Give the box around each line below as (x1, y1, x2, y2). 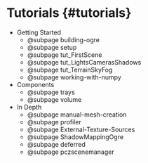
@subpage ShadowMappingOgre (27, 132, 124, 141)
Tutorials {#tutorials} (6, 5, 132, 21)
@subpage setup (27, 43, 77, 51)
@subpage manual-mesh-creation (27, 110, 127, 119)
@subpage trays (27, 88, 75, 96)
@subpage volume (27, 95, 82, 103)
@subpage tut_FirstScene (27, 51, 102, 59)
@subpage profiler (27, 117, 82, 126)
